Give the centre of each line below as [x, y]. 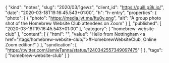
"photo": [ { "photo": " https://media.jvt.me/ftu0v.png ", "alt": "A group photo [83, 18]
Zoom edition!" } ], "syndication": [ [41, 45]
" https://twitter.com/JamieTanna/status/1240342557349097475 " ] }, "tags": [84, 50]
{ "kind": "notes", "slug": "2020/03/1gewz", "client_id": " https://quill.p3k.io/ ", [85, 7]
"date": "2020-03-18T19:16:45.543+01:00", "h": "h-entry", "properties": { [81, 13]
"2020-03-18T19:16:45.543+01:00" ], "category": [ [58, 29]
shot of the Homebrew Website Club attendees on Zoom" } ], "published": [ [83, 23]
